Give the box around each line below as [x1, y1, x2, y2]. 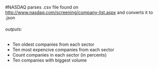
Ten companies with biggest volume [12, 57, 87, 64]
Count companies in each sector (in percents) [12, 52, 107, 58]
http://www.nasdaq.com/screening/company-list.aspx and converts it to [5, 9, 153, 15]
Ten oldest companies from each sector [12, 42, 95, 48]
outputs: [5, 26, 22, 32]
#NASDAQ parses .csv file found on [5, 4, 79, 10]
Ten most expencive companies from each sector [12, 47, 115, 53]
